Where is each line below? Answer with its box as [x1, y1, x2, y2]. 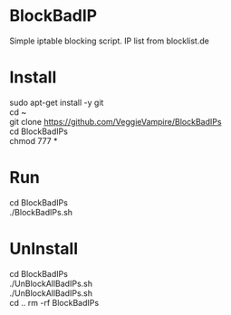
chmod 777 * [9, 135, 58, 146]
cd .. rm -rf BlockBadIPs [9, 297, 100, 308]
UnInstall [9, 239, 79, 259]
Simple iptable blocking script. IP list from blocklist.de [9, 35, 210, 46]
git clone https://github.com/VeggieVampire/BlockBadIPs [9, 116, 222, 127]
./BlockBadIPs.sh [9, 206, 73, 217]
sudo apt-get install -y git [9, 97, 104, 108]
